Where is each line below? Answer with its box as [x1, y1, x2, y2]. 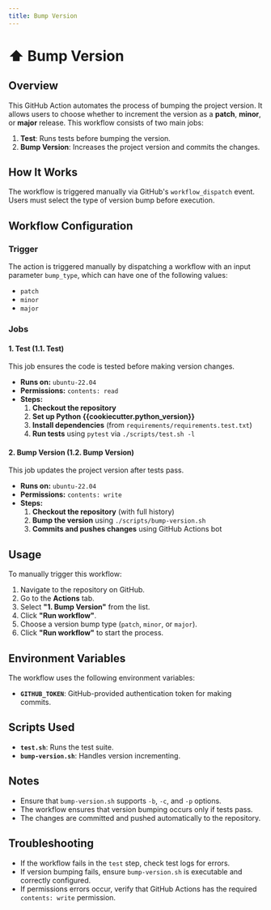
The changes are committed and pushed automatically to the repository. [19, 813, 261, 822]
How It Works [8, 165, 78, 179]
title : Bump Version [8, 11, 78, 20]
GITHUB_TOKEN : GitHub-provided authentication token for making [19, 689, 232, 699]
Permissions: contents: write [19, 489, 123, 499]
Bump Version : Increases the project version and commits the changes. [19, 142, 260, 152]
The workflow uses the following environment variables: [8, 673, 196, 683]
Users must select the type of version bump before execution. [8, 195, 215, 205]
